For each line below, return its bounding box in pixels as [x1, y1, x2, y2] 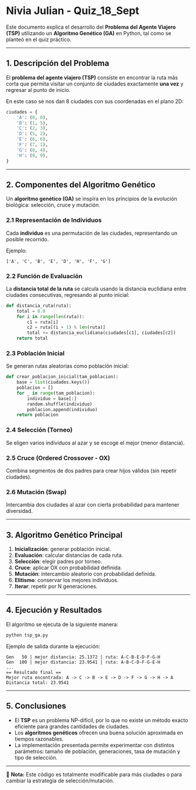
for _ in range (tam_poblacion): [16, 390, 95, 396]
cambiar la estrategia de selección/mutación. [6, 777, 115, 784]
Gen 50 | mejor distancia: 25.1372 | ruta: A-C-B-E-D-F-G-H [6, 654, 160, 660]
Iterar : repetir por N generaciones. [14, 583, 98, 590]
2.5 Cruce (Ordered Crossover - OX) [6, 454, 110, 462]
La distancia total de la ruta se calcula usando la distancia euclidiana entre [6, 285, 187, 292]
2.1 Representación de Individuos [6, 216, 102, 224]
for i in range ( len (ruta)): [16, 313, 85, 320]
